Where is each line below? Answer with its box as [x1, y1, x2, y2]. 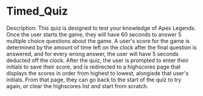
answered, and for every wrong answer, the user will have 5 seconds [6, 50, 179, 57]
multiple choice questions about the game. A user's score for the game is [6, 37, 190, 44]
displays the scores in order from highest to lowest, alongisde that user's [6, 69, 189, 77]
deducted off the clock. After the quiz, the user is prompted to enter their [6, 57, 189, 64]
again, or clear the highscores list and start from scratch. [6, 82, 149, 89]
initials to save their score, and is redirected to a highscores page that [6, 63, 181, 70]
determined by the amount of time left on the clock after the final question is [6, 44, 197, 51]
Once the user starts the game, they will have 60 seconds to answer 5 [6, 30, 182, 38]
